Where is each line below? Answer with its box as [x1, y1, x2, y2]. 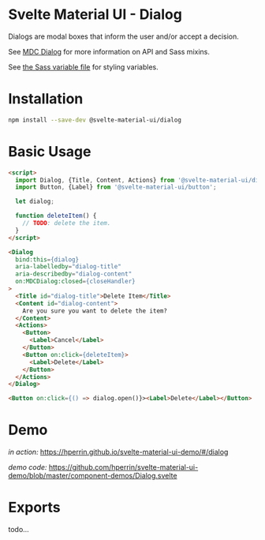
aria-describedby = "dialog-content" [15, 270, 132, 278]
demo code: [8, 463, 47, 472]
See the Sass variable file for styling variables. [8, 62, 159, 72]
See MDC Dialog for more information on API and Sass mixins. [8, 47, 211, 56]
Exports [8, 499, 61, 516]
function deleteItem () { [15, 212, 97, 220]
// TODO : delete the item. [22, 219, 111, 227]
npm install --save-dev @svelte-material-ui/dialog [8, 116, 181, 124]
